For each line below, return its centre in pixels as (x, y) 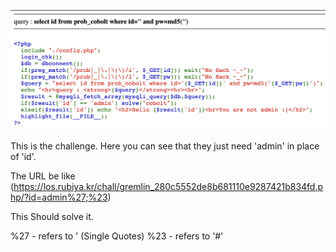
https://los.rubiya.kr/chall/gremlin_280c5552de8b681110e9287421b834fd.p (168, 187)
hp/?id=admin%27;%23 (59, 197)
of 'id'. (23, 157)
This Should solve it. (52, 217)
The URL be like (43, 176)
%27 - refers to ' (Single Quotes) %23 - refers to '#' (117, 236)
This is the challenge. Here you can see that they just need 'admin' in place (165, 146)
